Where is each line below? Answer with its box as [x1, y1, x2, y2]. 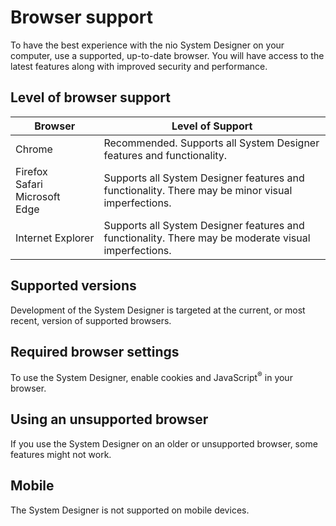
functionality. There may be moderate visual [103, 231, 311, 245]
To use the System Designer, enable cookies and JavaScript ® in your [10, 370, 293, 384]
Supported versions [10, 277, 137, 295]
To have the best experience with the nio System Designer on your [10, 39, 285, 51]
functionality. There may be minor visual [103, 183, 293, 197]
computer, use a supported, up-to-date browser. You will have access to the [10, 49, 325, 61]
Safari [15, 177, 43, 191]
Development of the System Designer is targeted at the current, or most [10, 304, 306, 316]
